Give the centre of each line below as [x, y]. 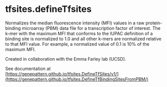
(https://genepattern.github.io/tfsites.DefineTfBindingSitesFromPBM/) [77, 79]
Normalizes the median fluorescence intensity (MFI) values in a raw [75, 23]
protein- [154, 23]
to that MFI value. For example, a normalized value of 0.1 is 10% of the [77, 44]
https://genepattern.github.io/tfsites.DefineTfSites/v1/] [63, 74]
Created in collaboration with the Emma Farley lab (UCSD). [66, 59]
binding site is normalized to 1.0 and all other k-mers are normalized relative [83, 39]
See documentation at [28, 69]
